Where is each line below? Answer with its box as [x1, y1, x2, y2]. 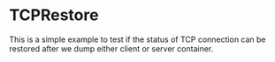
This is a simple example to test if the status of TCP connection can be [9, 34, 267, 45]
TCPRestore [9, 5, 99, 25]
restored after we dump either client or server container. [9, 43, 214, 53]
